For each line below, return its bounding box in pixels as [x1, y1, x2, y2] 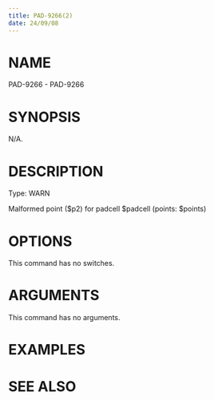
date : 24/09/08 [8, 19, 59, 27]
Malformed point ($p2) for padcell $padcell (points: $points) [8, 204, 207, 214]
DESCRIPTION [8, 162, 104, 180]
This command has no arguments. [8, 313, 121, 323]
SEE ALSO [8, 377, 77, 395]
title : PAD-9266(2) [8, 11, 73, 20]
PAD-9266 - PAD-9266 [8, 80, 85, 89]
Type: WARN [8, 188, 50, 198]
